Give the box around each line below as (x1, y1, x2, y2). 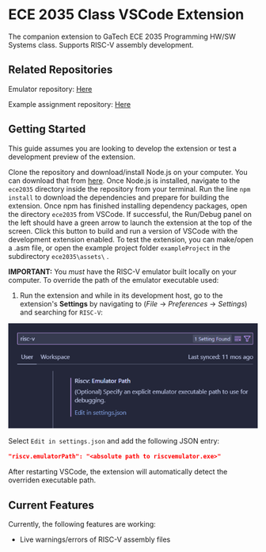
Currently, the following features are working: (8, 519, 156, 528)
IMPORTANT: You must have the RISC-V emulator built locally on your (8, 267, 237, 276)
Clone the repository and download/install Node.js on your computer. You (8, 167, 248, 177)
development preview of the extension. (8, 152, 136, 162)
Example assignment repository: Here (8, 99, 131, 108)
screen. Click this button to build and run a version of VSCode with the (8, 226, 238, 235)
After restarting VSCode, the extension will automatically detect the (8, 467, 228, 477)
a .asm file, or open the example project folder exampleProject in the (8, 243, 231, 253)
